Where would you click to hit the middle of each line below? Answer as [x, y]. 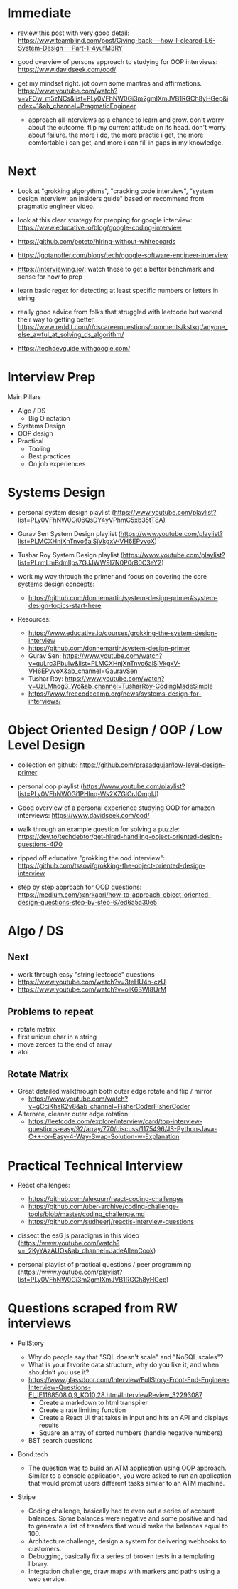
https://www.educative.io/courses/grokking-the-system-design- [123, 633]
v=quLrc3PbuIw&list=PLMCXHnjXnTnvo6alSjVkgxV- [104, 663]
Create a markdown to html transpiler [93, 1403]
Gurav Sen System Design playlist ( [69, 533]
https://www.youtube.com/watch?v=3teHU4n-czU [91, 982]
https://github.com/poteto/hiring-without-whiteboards [97, 241]
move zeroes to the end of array [65, 1044]
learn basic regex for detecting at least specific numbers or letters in [118, 290]
